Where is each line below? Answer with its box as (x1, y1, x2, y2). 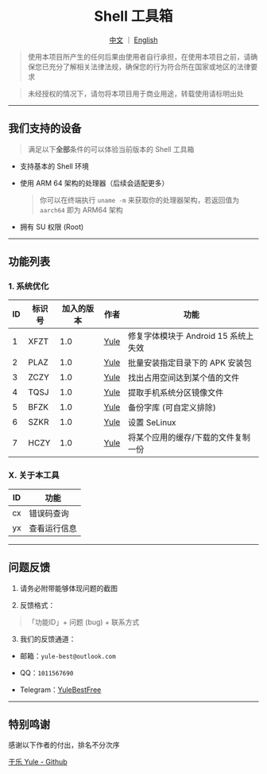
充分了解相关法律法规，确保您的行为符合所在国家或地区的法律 (48, 61, 251, 72)
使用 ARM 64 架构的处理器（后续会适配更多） (19, 178, 169, 188)
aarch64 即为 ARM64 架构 (39, 204, 123, 215)
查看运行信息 (29, 523, 77, 534)
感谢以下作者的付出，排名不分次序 (8, 741, 120, 750)
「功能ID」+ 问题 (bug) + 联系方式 (27, 617, 140, 627)
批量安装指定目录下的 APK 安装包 (128, 357, 252, 368)
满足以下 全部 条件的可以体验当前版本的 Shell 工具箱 (27, 144, 195, 154)
